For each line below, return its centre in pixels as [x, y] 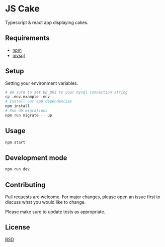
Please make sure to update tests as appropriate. [55, 212]
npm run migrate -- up [29, 115]
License [18, 227]
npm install [17, 106]
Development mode [36, 158]
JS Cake [22, 9]
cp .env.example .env [28, 97]
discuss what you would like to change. [45, 202]
